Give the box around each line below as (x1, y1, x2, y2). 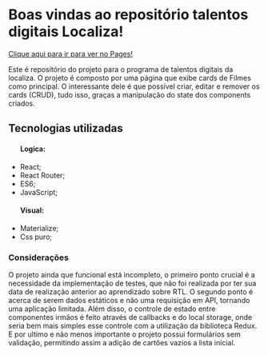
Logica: (19, 144, 46, 154)
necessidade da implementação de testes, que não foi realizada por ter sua (8, 278, 257, 289)
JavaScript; (19, 187, 58, 197)
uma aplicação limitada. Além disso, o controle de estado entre (8, 304, 216, 313)
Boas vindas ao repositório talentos (8, 6, 249, 24)
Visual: (19, 205, 45, 215)
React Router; (19, 170, 66, 180)
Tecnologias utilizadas (8, 122, 123, 135)
